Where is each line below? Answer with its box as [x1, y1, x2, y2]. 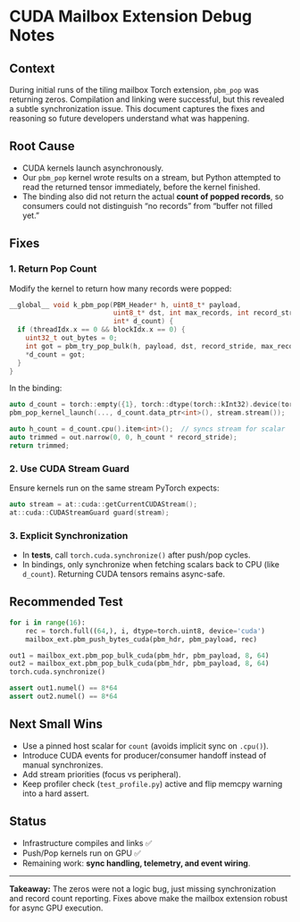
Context [9, 61, 55, 76]
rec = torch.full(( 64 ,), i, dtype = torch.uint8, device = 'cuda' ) [25, 626, 266, 635]
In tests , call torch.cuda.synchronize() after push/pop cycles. [21, 549, 251, 560]
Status [9, 814, 47, 829]
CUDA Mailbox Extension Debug [9, 6, 253, 27]
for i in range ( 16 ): [9, 618, 87, 627]
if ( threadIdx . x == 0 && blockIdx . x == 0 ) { [17, 325, 186, 334]
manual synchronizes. [21, 759, 104, 770]
